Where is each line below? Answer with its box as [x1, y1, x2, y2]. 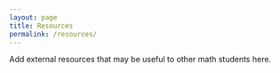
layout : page [9, 12, 58, 22]
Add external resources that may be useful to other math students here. [9, 54, 272, 65]
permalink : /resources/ [9, 29, 98, 38]
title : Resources [9, 21, 74, 30]
